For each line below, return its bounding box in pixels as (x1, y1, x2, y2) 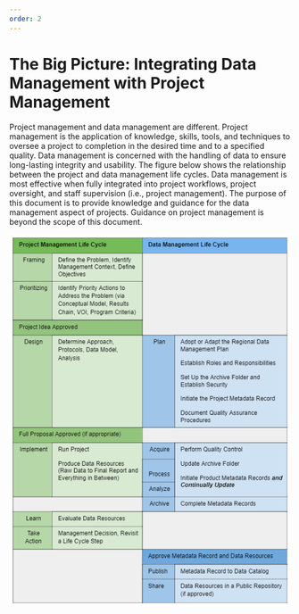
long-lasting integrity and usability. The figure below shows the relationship (9, 159, 287, 170)
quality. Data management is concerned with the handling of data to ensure (9, 150, 287, 161)
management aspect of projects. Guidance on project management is (9, 206, 265, 218)
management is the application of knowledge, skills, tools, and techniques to (9, 130, 291, 142)
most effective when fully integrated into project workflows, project (9, 178, 257, 189)
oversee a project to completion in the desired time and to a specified (9, 140, 265, 151)
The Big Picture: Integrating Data (9, 54, 257, 74)
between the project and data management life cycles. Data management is (9, 169, 287, 179)
